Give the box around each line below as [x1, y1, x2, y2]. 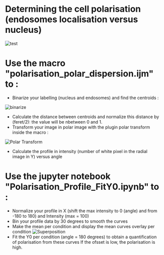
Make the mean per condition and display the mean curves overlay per [12, 223, 155, 229]
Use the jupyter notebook [5, 171, 111, 182]
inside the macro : [12, 129, 49, 135]
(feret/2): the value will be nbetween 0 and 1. [12, 119, 103, 125]
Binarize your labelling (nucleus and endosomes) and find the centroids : [12, 95, 159, 101]
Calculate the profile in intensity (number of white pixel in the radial [12, 148, 148, 154]
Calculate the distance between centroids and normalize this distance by [12, 114, 159, 120]
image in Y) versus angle [12, 153, 63, 159]
